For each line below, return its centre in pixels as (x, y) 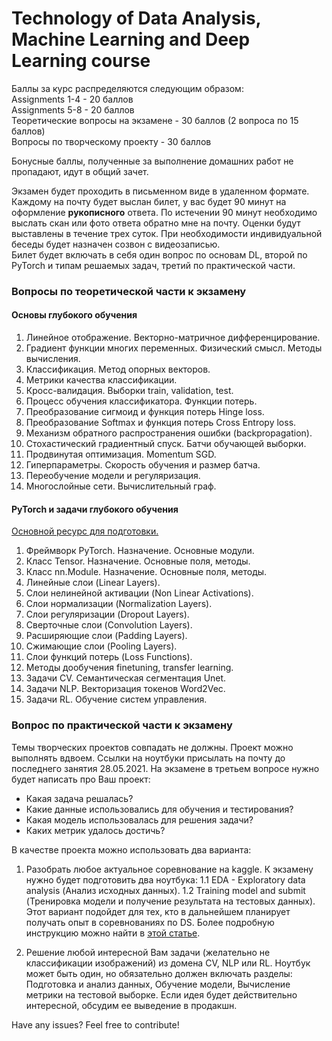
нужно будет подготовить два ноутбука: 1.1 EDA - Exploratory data (165, 879)
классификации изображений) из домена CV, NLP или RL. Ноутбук (168, 963)
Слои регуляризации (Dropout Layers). (107, 614)
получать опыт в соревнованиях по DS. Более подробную (150, 922)
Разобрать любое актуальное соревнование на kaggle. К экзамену (169, 869)
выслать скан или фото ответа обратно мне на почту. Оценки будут (156, 223)
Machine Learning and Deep (131, 39)
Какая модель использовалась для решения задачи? (139, 819)
